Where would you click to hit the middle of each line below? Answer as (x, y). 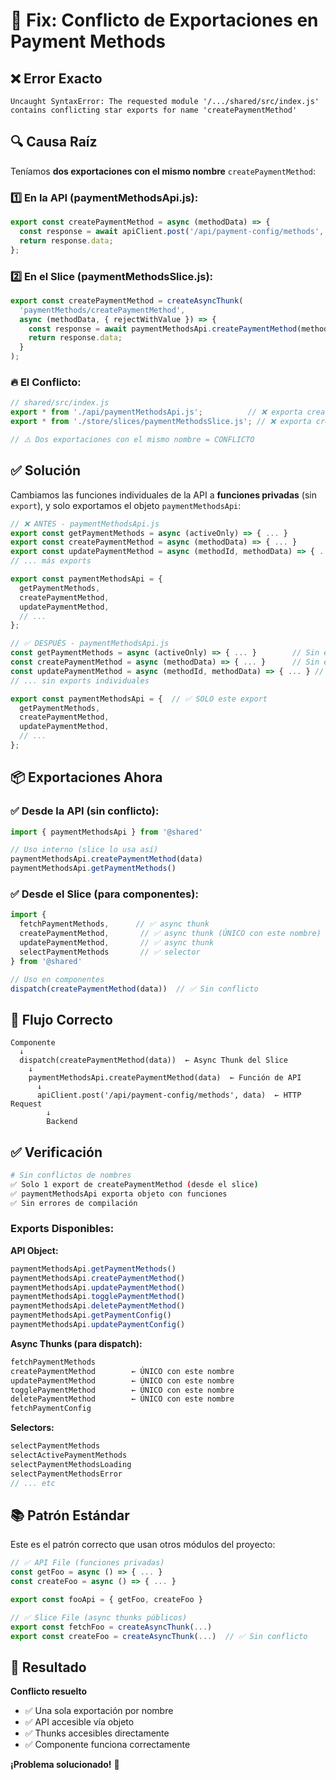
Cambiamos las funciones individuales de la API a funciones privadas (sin (163, 495)
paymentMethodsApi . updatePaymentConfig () (98, 1325)
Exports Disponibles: (62, 1229)
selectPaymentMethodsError (66, 1474)
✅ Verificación (56, 1152)
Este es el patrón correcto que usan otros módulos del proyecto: (143, 1545)
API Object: (34, 1250)
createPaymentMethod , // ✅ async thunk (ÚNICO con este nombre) (170, 934)
